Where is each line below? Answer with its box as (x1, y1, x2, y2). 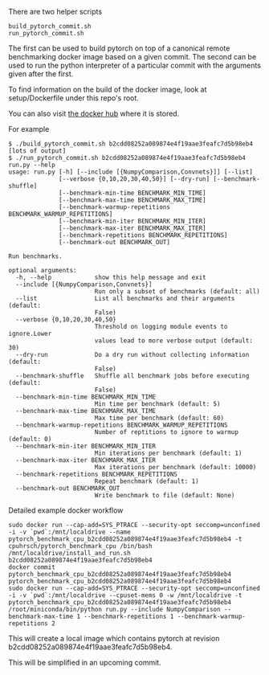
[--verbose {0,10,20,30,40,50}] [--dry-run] (59, 175, 210, 183)
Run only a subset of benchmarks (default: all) (94, 288, 261, 296)
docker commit (8, 563, 56, 571)
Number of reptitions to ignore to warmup (94, 428, 239, 436)
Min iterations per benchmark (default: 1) (94, 449, 243, 457)
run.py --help (8, 161, 56, 169)
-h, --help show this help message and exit (15, 273, 206, 281)
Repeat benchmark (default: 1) (94, 477, 199, 485)
